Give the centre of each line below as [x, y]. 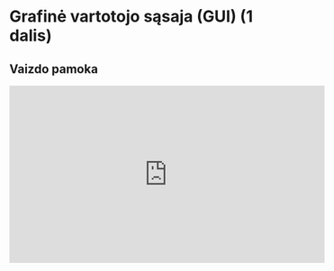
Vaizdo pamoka [54, 69]
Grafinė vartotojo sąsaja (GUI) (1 [131, 17]
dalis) [31, 36]
